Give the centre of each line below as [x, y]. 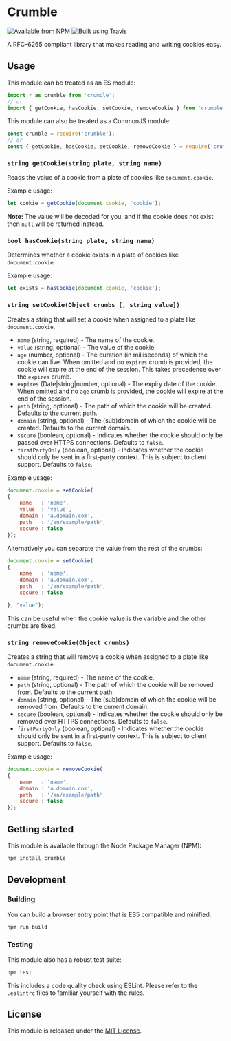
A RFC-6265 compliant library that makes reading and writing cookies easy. [114, 44]
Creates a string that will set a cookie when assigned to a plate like [101, 319]
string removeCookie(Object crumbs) [68, 642]
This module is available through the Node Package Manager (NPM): [104, 845]
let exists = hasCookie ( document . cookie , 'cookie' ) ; [84, 288]
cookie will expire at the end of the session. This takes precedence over [119, 369]
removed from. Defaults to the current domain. [83, 707]
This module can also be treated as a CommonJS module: [89, 121]
